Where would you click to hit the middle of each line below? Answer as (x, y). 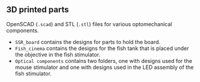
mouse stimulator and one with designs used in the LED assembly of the (104, 67)
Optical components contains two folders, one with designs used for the (103, 61)
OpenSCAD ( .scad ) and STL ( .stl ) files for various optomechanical (89, 24)
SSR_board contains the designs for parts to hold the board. (88, 42)
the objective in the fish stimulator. (58, 54)
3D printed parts (38, 10)
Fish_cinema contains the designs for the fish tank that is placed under (102, 48)
